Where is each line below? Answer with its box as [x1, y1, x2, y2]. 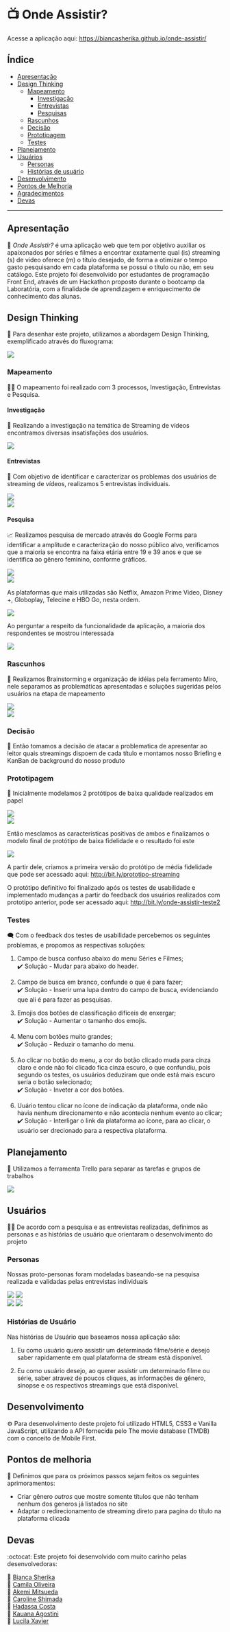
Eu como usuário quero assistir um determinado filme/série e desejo [16, 1346, 210, 1354]
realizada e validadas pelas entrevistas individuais [7, 1278, 149, 1286]
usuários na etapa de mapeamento [7, 689, 105, 698]
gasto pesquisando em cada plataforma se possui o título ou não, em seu [7, 263, 214, 271]
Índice [7, 54, 34, 66]
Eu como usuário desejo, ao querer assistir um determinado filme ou [16, 1366, 210, 1375]
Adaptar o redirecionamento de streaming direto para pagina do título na [16, 1507, 222, 1515]
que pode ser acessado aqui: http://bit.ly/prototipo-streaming [7, 871, 180, 879]
